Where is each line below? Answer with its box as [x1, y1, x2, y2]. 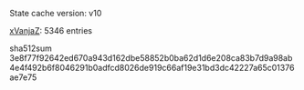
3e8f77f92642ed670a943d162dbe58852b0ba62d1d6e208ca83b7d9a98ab [9, 53, 293, 63]
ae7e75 [9, 72, 37, 83]
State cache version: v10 [9, 8, 102, 18]
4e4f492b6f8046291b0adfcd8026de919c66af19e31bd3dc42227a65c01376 [9, 63, 295, 73]
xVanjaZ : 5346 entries [9, 25, 93, 35]
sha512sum [9, 43, 52, 54]
